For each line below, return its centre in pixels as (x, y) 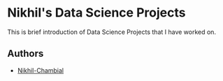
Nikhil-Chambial (41, 70)
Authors (26, 54)
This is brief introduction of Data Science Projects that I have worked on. (112, 32)
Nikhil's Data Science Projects (96, 13)
